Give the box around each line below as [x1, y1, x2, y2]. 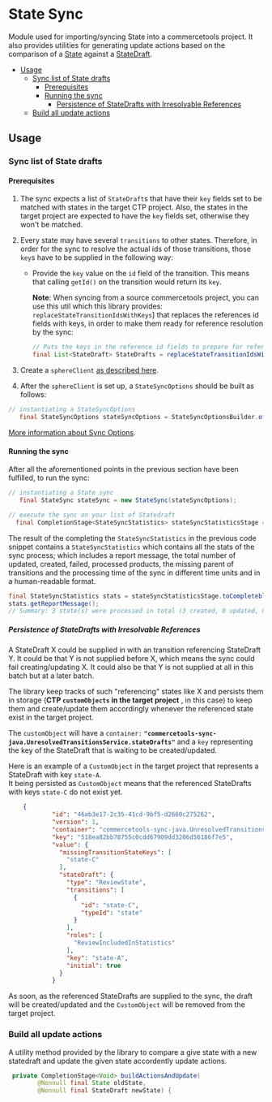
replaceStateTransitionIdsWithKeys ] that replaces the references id [32, 310, 259, 320]
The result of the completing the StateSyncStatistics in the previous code [8, 533, 257, 542]
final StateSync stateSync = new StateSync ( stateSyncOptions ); [19, 496, 237, 504]
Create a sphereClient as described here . [19, 365, 159, 375]
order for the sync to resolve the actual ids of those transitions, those [19, 244, 251, 254]
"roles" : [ [66, 931, 104, 940]
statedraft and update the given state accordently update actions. [8, 1056, 227, 1065]
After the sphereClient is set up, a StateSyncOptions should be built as [19, 381, 255, 391]
